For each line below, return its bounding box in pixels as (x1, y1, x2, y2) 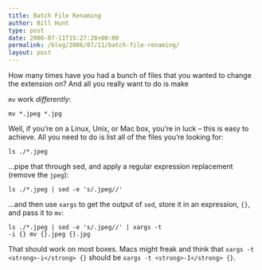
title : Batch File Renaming (8, 11, 102, 20)
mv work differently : (8, 95, 72, 104)
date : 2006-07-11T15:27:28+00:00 (8, 33, 119, 42)
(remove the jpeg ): (8, 170, 69, 179)
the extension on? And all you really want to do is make (8, 79, 189, 88)
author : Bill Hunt (8, 19, 69, 27)
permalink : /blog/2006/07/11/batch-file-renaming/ (8, 41, 180, 49)
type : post (8, 26, 45, 34)
